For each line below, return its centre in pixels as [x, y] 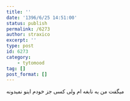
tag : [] [16, 68]
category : [19, 57]
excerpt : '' [21, 40]
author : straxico [28, 35]
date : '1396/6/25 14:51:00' [42, 18]
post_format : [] [27, 74]
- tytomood [31, 63]
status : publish [27, 23]
